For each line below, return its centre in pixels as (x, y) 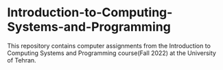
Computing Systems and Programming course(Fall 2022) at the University (111, 53)
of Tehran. (22, 60)
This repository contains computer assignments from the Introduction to (109, 46)
